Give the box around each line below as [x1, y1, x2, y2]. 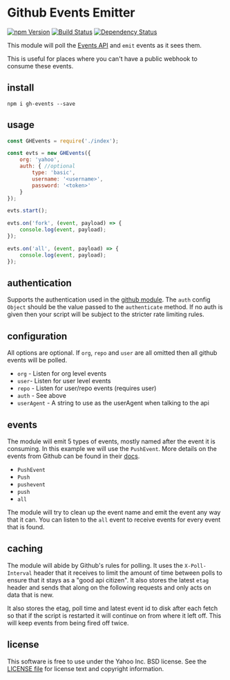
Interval [7, 569, 32, 577]
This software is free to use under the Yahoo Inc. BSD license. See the [7, 657, 207, 665]
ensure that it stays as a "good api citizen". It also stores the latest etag [7, 576, 209, 584]
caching [7, 543, 44, 555]
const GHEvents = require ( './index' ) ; [7, 137, 119, 145]
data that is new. [7, 590, 54, 599]
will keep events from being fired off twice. [7, 618, 129, 627]
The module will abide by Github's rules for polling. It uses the [7, 561, 183, 569]
